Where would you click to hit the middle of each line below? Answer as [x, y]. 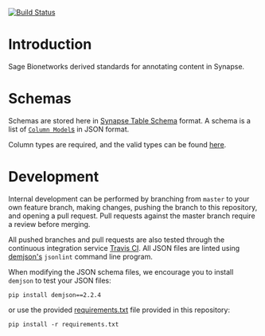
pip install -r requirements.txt [64, 324]
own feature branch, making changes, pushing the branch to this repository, [133, 207]
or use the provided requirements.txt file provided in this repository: [119, 310]
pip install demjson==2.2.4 [55, 295]
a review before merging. [49, 224]
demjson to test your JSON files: [60, 280]
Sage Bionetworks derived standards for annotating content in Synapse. [127, 66]
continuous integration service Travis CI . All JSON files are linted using [124, 248]
